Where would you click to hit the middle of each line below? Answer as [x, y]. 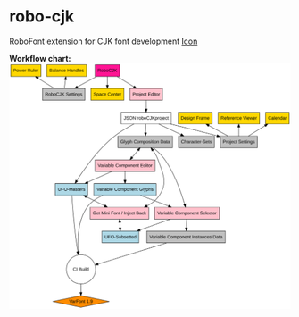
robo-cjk [42, 17]
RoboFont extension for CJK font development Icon [104, 41]
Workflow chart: [40, 58]
